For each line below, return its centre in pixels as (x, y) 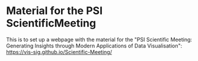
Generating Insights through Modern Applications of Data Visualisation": (94, 46)
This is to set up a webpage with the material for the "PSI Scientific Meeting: (99, 39)
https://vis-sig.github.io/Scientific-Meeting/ (59, 52)
